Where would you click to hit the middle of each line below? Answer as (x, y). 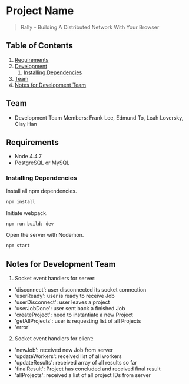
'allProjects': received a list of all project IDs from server (83, 375)
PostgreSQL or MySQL (42, 163)
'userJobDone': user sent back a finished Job (70, 309)
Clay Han (26, 124)
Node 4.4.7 (28, 157)
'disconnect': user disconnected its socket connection (80, 290)
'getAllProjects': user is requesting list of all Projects (78, 321)
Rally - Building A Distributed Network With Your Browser (90, 27)
